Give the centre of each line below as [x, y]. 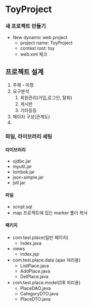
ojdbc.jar [22, 161]
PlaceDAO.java [35, 288]
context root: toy [37, 48]
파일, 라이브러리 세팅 [29, 137]
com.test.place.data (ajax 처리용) [46, 260]
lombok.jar [24, 172]
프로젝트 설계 [25, 72]
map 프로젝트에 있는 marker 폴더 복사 [50, 213]
